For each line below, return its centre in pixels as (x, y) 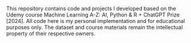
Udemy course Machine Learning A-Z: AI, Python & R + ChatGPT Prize (93, 15)
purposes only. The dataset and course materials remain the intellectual (95, 27)
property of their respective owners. (51, 34)
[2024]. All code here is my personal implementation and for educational (96, 21)
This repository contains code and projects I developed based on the (91, 9)
